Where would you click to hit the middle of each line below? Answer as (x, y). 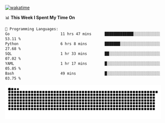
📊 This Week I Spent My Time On (40, 18)
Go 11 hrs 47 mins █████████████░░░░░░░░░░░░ (83, 34)
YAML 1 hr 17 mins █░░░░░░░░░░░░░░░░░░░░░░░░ (83, 64)
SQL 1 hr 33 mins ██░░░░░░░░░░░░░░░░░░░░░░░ (83, 54)
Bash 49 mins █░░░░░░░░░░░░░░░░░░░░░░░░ (83, 74)
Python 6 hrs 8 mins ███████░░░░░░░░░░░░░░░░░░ (83, 44)
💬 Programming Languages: (32, 29)
